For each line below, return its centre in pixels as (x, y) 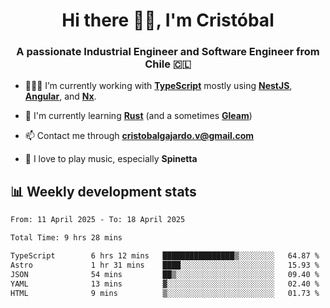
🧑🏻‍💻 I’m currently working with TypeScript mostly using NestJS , (158, 86)
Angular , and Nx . (60, 96)
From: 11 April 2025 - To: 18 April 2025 (98, 220)
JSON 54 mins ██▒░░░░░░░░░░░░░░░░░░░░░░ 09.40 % (165, 274)
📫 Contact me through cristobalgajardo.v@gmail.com (139, 136)
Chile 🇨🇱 (168, 64)
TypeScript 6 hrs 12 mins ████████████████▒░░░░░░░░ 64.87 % (165, 256)
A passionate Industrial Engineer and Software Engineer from (168, 52)
